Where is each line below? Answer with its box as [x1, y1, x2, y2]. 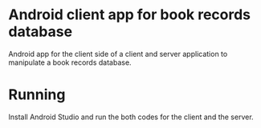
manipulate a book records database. [8, 58, 132, 67]
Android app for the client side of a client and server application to [8, 49, 228, 58]
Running [8, 86, 66, 104]
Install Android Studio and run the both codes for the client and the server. [8, 112, 255, 122]
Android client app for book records [8, 6, 251, 24]
